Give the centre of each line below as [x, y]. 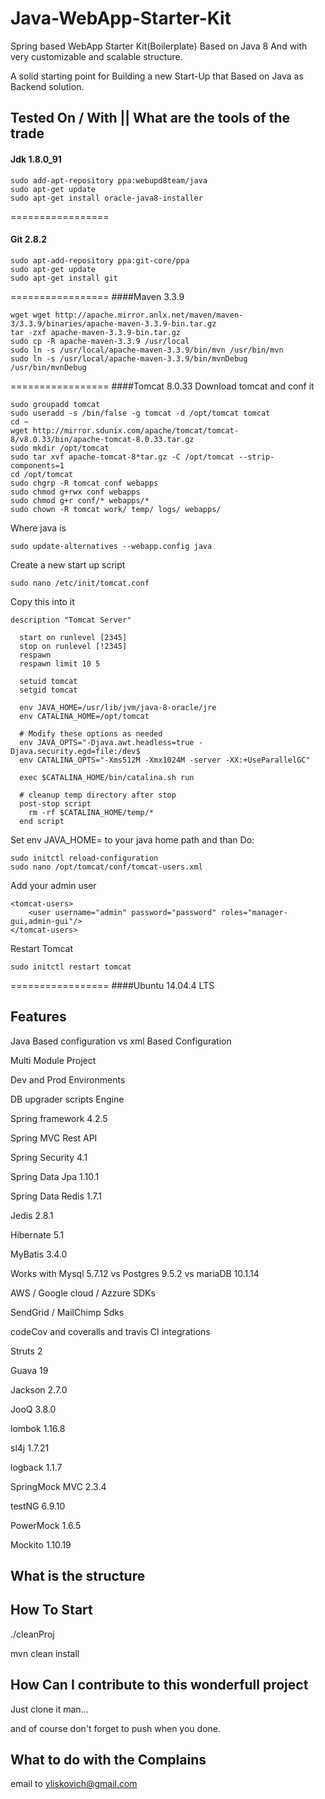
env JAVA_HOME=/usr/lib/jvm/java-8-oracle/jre [118, 707]
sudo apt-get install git [64, 278]
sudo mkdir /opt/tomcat [60, 448]
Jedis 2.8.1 [32, 1215]
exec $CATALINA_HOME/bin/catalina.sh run [107, 777]
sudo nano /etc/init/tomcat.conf [80, 583]
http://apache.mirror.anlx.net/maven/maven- [149, 315]
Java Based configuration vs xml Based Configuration [121, 1041]
